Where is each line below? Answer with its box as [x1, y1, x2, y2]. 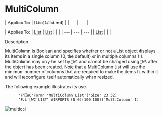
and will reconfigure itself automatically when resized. [5, 74, 114, 80]
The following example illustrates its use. [5, 83, 87, 89]
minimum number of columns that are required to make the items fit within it [5, 69, 158, 74]
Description [5, 38, 28, 45]
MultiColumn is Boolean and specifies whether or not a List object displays [5, 48, 156, 54]
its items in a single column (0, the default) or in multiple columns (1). [5, 53, 144, 59]
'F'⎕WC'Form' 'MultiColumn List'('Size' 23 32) [18, 93, 117, 98]
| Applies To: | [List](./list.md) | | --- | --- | [5, 20, 89, 25]
